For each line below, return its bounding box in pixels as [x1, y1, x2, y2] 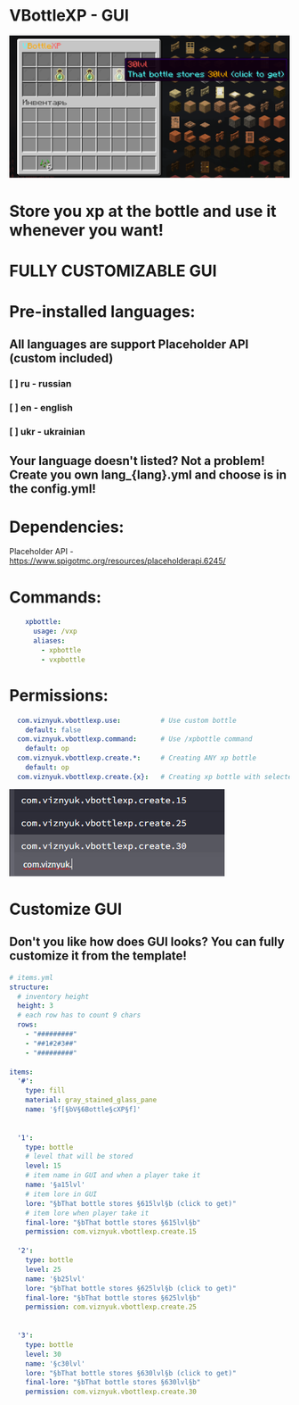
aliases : [32, 636, 66, 645]
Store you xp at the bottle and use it [9, 201, 278, 221]
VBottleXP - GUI [9, 5, 129, 26]
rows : [17, 1020, 38, 1029]
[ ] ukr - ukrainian [9, 426, 86, 438]
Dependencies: [9, 517, 125, 536]
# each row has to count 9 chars [17, 1010, 141, 1020]
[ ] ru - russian [9, 378, 72, 390]
